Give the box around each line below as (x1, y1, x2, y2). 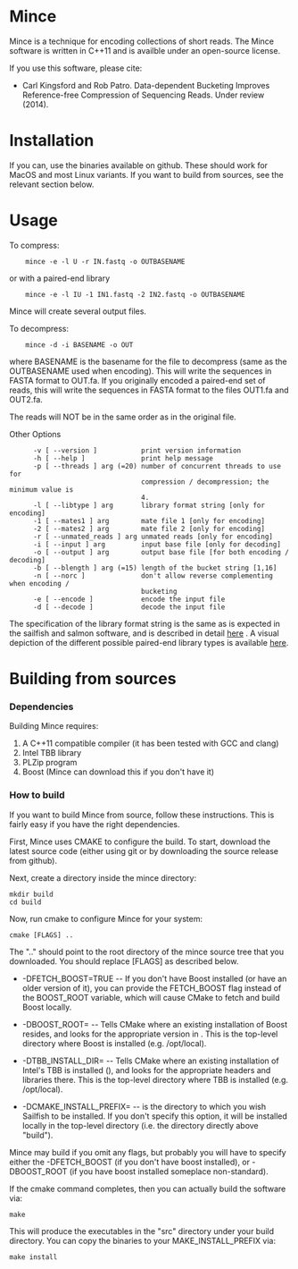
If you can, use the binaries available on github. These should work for (9, 159, 269, 171)
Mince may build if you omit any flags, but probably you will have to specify (9, 1146, 287, 1157)
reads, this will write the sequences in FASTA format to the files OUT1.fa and (9, 385, 289, 395)
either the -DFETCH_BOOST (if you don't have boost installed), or (9, 1156, 251, 1167)
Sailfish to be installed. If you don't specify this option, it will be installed (21, 1111, 288, 1121)
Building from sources (9, 669, 177, 689)
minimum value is (9, 485, 74, 494)
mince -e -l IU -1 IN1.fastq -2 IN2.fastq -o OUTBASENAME (25, 290, 245, 299)
